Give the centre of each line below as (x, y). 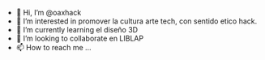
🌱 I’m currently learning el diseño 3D (77, 30)
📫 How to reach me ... (53, 47)
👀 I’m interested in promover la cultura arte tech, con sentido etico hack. (137, 21)
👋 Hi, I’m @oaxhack (49, 13)
